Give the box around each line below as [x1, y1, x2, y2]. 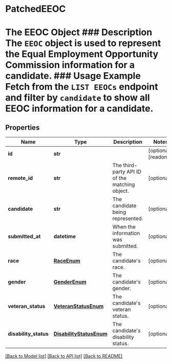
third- [123, 162, 138, 169]
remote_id [8, 175, 33, 182]
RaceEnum [53, 257, 80, 265]
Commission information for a [5, 59, 135, 71]
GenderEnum [53, 278, 87, 286]
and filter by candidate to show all [5, 92, 150, 104]
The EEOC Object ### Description [5, 27, 153, 38]
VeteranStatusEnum [53, 303, 104, 310]
